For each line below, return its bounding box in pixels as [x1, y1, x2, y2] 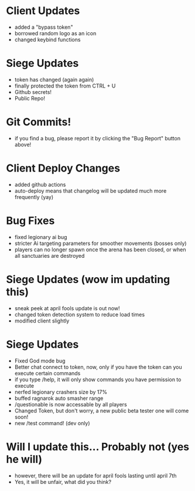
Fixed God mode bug [14, 357, 66, 364]
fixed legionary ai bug [14, 233, 67, 240]
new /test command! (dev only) [14, 419, 90, 426]
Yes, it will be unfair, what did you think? [14, 478, 112, 485]
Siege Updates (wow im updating [6, 273, 170, 286]
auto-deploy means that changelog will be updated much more [14, 187, 167, 194]
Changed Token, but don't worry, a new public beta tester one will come [14, 407, 189, 414]
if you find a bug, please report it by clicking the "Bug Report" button [14, 134, 180, 142]
